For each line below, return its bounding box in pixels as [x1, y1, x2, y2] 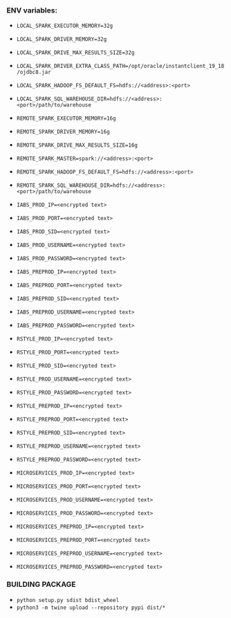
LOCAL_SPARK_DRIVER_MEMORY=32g [16, 36, 107, 43]
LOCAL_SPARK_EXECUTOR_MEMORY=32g [16, 23, 113, 30]
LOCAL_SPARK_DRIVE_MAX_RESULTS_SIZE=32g [16, 49, 135, 57]
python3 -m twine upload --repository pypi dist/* [16, 604, 166, 611]
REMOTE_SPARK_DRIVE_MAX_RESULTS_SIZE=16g [16, 142, 138, 149]
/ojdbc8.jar [16, 69, 51, 76]
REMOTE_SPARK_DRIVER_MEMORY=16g [16, 129, 110, 136]
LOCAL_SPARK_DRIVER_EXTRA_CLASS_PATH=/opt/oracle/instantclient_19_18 [16, 63, 225, 70]
